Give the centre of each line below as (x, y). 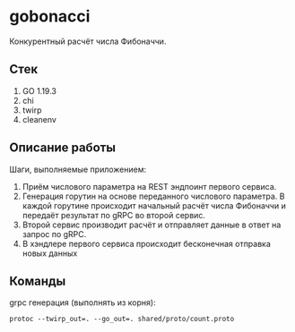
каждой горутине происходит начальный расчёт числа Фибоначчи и (154, 205)
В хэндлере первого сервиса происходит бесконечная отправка (147, 243)
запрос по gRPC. (54, 234)
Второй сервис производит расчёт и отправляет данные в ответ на (152, 225)
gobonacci (50, 17)
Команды (38, 281)
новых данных (50, 253)
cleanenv (39, 119)
